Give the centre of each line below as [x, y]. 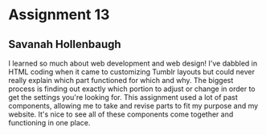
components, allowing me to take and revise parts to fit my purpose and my [133, 106]
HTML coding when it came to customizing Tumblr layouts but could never [132, 72]
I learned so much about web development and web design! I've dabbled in [133, 63]
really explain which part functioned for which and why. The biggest [121, 80]
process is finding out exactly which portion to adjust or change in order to [132, 89]
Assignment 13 [59, 15]
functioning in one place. [49, 123]
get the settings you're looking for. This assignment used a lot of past [123, 97]
